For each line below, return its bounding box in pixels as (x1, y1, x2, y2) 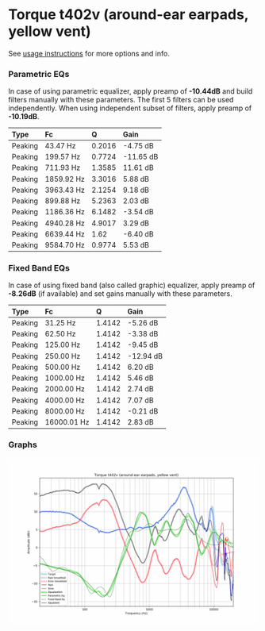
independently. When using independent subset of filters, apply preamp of (8, 103, 252, 113)
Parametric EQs (8, 68, 70, 79)
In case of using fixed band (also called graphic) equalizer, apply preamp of (8, 280, 255, 290)
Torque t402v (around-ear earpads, (8, 6, 249, 24)
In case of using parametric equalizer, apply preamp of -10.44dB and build (8, 87, 253, 96)
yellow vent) (8, 22, 91, 40)
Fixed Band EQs (8, 262, 70, 273)
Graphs (8, 439, 37, 450)
